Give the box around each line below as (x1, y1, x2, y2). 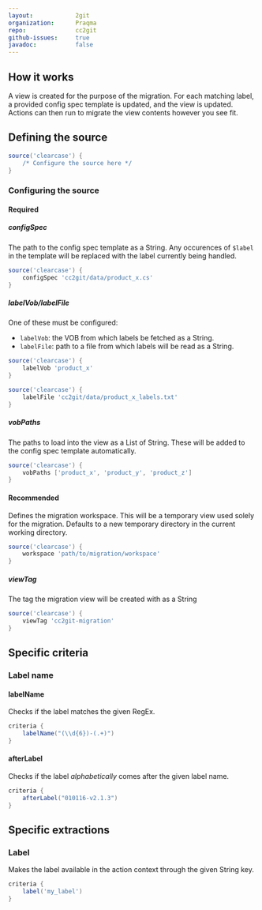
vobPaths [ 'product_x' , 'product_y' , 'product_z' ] (22, 468, 193, 476)
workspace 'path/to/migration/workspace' (22, 550, 160, 558)
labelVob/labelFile (8, 298, 69, 308)
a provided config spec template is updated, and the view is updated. (8, 100, 234, 109)
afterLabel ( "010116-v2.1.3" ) (22, 794, 118, 802)
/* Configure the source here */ (22, 159, 133, 167)
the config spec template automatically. (8, 446, 137, 455)
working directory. (8, 527, 68, 537)
